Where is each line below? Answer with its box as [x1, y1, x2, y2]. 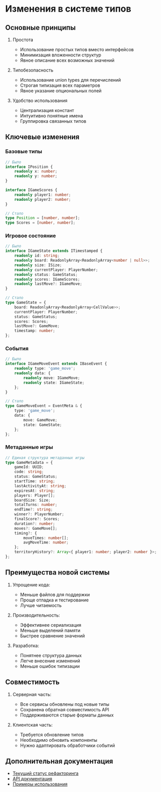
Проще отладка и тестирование [20, 597, 89, 603]
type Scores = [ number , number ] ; [5, 220, 76, 226]
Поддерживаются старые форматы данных [20, 712, 114, 718]
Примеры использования [12, 781, 68, 787]
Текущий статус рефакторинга [12, 770, 79, 776]
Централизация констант [20, 107, 74, 113]
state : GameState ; [23, 422, 62, 427]
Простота [12, 37, 34, 43]
